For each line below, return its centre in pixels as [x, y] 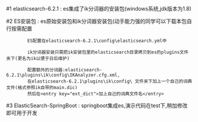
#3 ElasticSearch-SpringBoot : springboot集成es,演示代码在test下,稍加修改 [97, 105]
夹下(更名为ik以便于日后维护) [38, 58]
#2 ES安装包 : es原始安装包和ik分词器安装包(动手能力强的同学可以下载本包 [97, 21]
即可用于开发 [22, 113]
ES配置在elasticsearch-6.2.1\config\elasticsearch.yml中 [97, 41]
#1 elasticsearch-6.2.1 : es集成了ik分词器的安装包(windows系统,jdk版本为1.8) [99, 9]
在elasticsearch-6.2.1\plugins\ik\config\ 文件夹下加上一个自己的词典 [110, 81]
